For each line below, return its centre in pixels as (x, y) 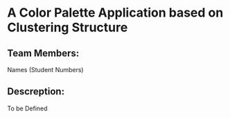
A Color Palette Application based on (115, 13)
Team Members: (43, 53)
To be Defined (27, 108)
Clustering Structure (68, 27)
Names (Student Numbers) (46, 70)
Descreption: (36, 92)
